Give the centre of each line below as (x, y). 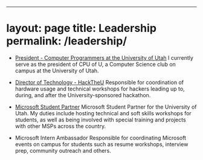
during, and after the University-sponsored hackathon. (83, 95)
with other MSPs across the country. (60, 126)
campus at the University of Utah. (57, 71)
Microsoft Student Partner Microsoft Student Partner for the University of (106, 107)
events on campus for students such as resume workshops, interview (101, 144)
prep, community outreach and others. (63, 150)
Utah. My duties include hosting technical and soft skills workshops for (103, 113)
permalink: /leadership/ (67, 41)
